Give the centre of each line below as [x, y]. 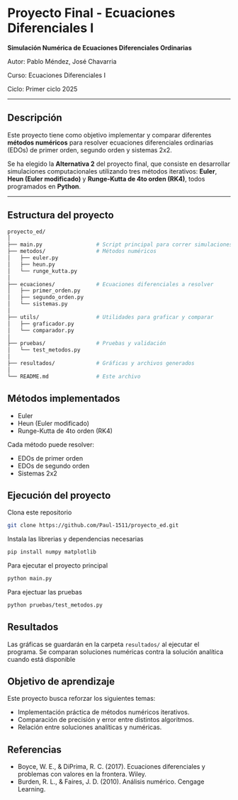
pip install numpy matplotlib [52, 552]
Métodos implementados [64, 399]
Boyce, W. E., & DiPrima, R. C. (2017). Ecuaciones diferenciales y [111, 767]
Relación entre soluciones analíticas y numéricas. [90, 727]
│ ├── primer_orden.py [44, 291]
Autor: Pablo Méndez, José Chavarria [62, 61]
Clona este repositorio [40, 512]
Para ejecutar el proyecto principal [58, 565]
